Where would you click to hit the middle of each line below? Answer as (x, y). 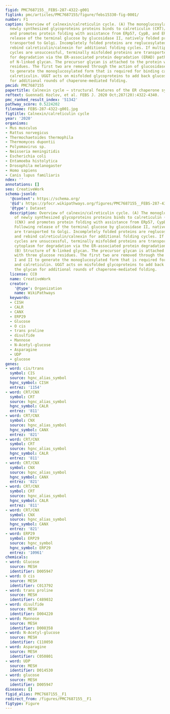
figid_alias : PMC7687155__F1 (36, 694)
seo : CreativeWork (25, 189)
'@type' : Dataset (28, 208)
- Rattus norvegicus (27, 132)
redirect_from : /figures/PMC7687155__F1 (49, 699)
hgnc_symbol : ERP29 (30, 548)
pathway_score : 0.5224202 (32, 105)
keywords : (20, 298)
